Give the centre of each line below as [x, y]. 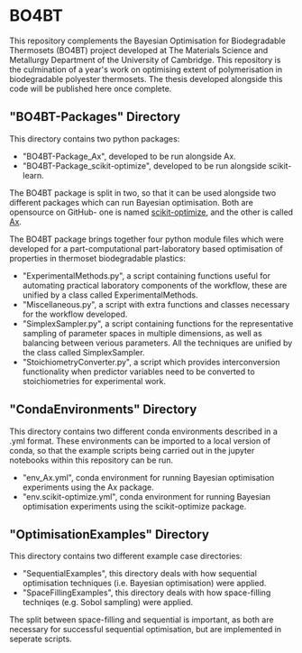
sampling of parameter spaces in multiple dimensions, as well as [142, 333]
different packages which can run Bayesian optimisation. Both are [132, 202]
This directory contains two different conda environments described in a [143, 431]
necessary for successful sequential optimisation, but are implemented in [146, 630]
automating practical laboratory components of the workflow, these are [155, 285]
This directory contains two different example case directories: [126, 556]
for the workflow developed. [75, 314]
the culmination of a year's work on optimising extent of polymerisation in [146, 69]
